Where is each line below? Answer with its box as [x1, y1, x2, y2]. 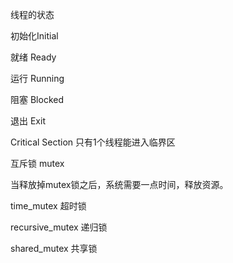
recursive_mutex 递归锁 [10, 221, 108, 233]
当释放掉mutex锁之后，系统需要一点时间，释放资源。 [10, 179, 229, 190]
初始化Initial [10, 30, 59, 42]
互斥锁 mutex [10, 158, 65, 169]
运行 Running [10, 73, 65, 84]
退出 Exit [10, 115, 46, 127]
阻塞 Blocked [10, 94, 64, 105]
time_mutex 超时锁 [10, 200, 87, 212]
